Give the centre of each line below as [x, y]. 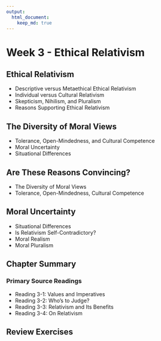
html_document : [31, 17]
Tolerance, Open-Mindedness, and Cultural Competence [85, 141]
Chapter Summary [41, 264]
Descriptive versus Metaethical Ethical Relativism [75, 89]
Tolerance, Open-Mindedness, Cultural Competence [80, 193]
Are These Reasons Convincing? [68, 172]
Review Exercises [40, 332]
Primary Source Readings [44, 281]
